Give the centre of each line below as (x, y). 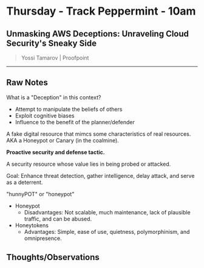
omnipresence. (43, 238)
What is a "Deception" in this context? (54, 97)
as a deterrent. (25, 182)
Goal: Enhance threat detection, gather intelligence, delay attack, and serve (100, 175)
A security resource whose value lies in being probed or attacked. (89, 164)
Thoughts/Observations (53, 257)
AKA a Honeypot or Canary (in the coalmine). (63, 140)
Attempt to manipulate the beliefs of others (69, 109)
